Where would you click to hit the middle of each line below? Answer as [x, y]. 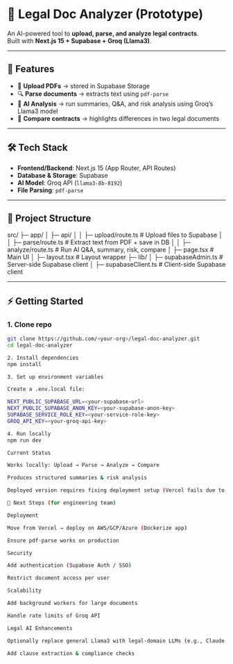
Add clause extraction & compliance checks [71, 653]
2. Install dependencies [43, 358]
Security [20, 553]
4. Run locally [29, 433]
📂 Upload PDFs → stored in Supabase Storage [84, 85]
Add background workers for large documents [72, 604]
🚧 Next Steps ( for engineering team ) [62, 503]
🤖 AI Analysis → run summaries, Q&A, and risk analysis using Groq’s [115, 103]
